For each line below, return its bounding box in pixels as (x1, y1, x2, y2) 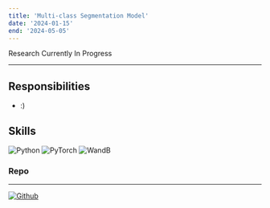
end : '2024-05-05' (8, 27, 70, 35)
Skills (8, 124, 36, 137)
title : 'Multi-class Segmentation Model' (8, 11, 149, 20)
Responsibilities (8, 80, 91, 93)
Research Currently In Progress (8, 49, 112, 59)
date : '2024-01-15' (8, 19, 74, 27)
